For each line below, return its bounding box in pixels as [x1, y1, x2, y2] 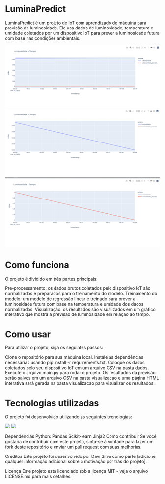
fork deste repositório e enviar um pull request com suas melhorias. [5, 444, 142, 450]
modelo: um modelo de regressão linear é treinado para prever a [5, 296, 136, 302]
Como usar [5, 328, 51, 340]
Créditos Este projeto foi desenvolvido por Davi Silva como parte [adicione [5, 454, 156, 459]
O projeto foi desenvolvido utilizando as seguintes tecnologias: [5, 414, 132, 420]
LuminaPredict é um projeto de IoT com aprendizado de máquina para [5, 20, 146, 26]
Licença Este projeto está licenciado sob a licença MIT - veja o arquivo [5, 468, 148, 474]
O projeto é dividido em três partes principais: [5, 276, 98, 282]
